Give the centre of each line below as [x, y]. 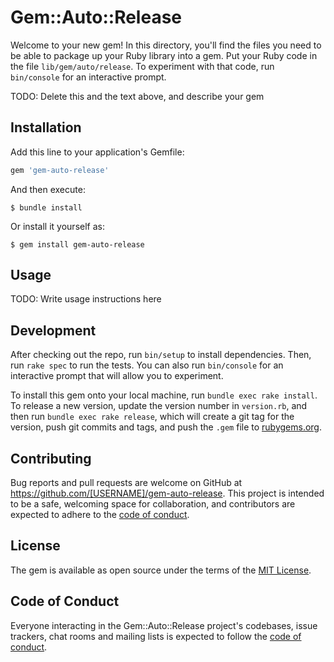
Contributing [51, 458]
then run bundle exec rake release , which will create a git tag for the [152, 417]
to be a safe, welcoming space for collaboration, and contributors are [153, 504]
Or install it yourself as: [57, 226]
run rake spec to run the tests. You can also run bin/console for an [147, 365]
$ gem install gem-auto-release [77, 244]
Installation [46, 127]
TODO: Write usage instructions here [86, 299]
